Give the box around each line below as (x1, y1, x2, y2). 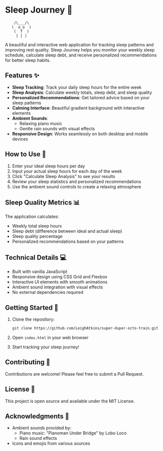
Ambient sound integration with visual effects (12, 284, 103, 290)
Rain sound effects (19, 435, 57, 441)
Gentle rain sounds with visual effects (19, 126, 95, 131)
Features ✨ (5, 72, 39, 80)
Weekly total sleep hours (12, 223, 62, 229)
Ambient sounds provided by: (12, 425, 72, 431)
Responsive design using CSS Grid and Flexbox (12, 274, 108, 280)
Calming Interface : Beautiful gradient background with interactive (12, 105, 145, 111)
